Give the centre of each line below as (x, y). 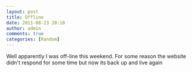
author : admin (24, 28)
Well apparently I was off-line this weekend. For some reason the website (96, 56)
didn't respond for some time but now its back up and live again (84, 62)
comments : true (25, 34)
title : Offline (25, 17)
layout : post (22, 12)
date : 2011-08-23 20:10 (36, 23)
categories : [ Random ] (33, 39)
